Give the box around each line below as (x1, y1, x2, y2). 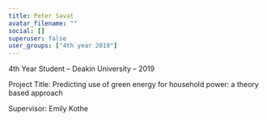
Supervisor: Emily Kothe (8, 104, 89, 114)
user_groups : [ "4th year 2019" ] (8, 42, 117, 50)
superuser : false (8, 34, 67, 43)
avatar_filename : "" (8, 19, 78, 27)
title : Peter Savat (8, 11, 74, 20)
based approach (8, 88, 63, 98)
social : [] (8, 27, 45, 35)
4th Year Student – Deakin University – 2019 (8, 64, 155, 73)
